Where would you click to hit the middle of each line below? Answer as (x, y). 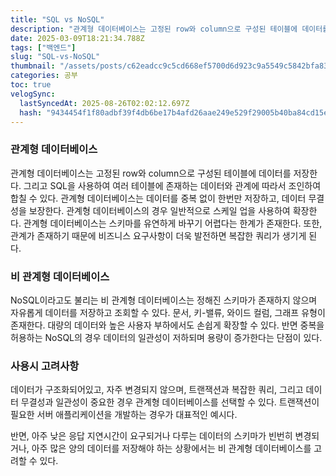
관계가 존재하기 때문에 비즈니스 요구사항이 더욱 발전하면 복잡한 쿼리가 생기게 (158, 235)
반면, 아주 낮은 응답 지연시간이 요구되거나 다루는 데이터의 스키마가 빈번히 (151, 436)
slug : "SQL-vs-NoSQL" (55, 57)
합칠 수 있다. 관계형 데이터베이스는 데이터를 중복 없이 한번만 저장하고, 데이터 (158, 198)
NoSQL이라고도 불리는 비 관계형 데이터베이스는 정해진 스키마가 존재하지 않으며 (164, 300)
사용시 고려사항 (45, 366)
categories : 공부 (44, 76)
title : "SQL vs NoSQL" (57, 19)
